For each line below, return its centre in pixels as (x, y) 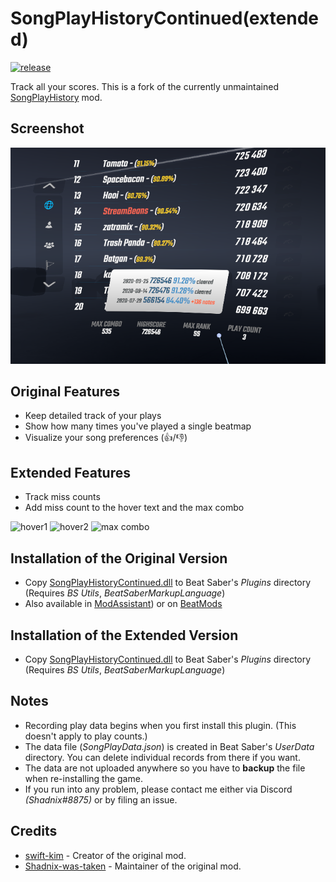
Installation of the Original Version (119, 558)
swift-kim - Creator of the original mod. (105, 855)
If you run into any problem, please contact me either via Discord (158, 789)
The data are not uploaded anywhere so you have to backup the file (165, 768)
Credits (34, 831)
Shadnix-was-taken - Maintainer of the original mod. (133, 866)
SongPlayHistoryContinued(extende (165, 18)
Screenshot (47, 128)
